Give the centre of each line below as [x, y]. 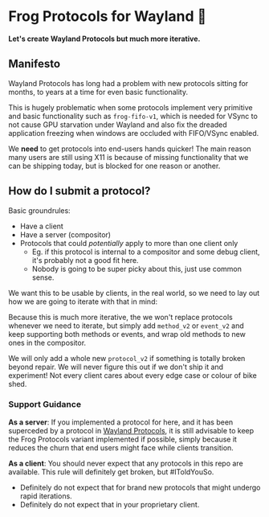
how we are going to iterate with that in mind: [83, 302]
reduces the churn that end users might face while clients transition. [121, 447]
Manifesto [35, 64]
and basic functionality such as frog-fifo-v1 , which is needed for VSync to [133, 116]
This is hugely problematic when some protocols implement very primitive [130, 107]
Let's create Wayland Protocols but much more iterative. [104, 39]
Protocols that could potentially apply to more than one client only [129, 243]
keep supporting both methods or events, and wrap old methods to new [127, 334]
